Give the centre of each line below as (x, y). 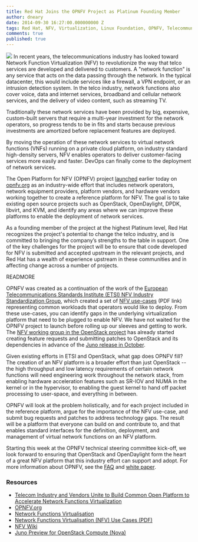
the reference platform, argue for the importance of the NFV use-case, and (97, 412)
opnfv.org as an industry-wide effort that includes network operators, (90, 185)
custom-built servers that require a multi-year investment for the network (95, 118)
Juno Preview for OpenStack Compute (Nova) (70, 533)
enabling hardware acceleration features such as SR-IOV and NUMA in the (96, 381)
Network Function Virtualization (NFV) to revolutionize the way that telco (94, 63)
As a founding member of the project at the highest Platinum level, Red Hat (97, 228)
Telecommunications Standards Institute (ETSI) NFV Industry (80, 295)
